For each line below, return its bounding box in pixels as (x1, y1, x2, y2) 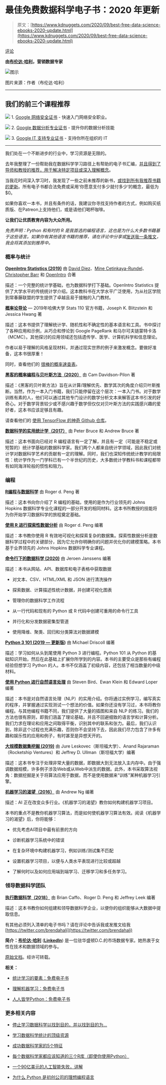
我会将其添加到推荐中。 (5, 240, 53, 246)
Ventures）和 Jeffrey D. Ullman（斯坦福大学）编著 (33, 750, 136, 755)
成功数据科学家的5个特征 (12, 1043, 63, 1048)
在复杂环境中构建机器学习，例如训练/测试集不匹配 (12, 848, 114, 854)
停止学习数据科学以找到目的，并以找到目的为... (12, 1021, 107, 1028)
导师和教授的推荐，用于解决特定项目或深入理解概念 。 (5, 167, 114, 173)
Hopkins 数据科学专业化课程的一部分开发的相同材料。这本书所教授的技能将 (5, 505, 158, 511)
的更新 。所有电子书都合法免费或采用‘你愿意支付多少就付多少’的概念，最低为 (5, 183, 159, 189)
